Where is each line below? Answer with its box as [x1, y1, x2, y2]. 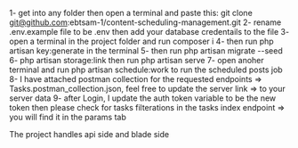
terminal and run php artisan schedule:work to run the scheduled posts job [9, 64, 283, 75]
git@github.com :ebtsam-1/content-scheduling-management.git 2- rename [9, 17, 282, 28]
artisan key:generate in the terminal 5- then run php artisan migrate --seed [9, 45, 283, 56]
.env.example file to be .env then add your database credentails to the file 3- [9, 27, 290, 37]
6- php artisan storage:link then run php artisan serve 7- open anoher [9, 55, 264, 65]
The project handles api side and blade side [9, 129, 170, 139]
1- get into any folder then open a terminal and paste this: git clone [9, 8, 254, 18]
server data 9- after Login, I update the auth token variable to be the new [9, 93, 277, 103]
